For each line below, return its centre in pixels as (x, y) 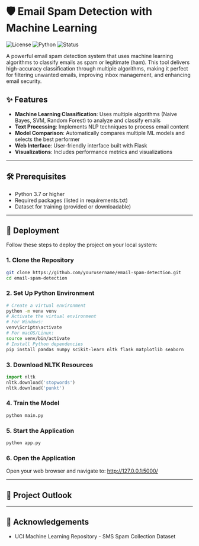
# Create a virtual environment (46, 306)
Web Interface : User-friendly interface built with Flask (81, 145)
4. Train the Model (33, 403)
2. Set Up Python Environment (50, 293)
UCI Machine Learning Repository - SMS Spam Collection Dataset (95, 536)
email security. (24, 81)
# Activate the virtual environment (51, 317)
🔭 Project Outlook (39, 495)
